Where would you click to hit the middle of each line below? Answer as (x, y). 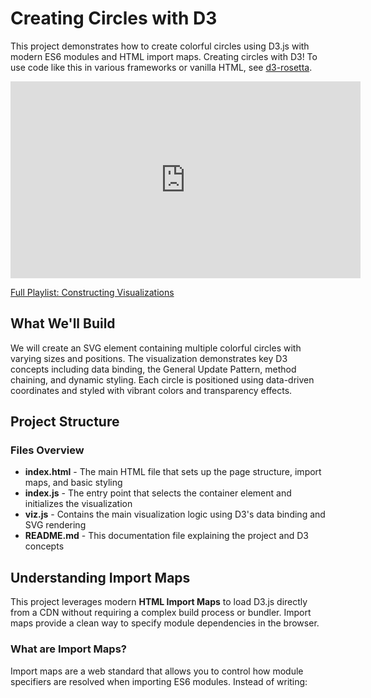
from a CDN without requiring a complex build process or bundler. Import (161, 613)
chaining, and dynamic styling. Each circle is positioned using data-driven (162, 379)
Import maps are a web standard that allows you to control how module (157, 671)
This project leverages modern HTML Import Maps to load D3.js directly (159, 602)
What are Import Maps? (68, 649)
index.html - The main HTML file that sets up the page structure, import (173, 472)
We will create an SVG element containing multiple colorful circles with (156, 348)
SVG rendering (55, 525)
